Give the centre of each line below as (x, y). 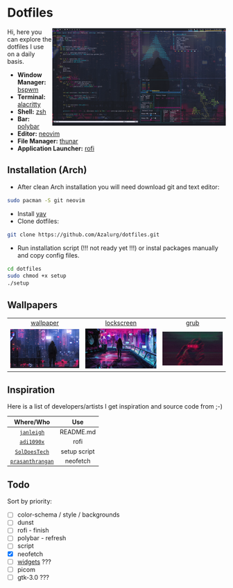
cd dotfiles (24, 269)
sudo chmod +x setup (37, 276)
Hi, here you (25, 32)
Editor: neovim (38, 134)
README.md (78, 432)
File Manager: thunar (48, 141)
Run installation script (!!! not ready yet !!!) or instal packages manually (118, 248)
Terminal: (32, 97)
